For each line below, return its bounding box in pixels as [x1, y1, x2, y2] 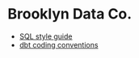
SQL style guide [19, 31, 73, 41]
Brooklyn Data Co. [7, 5, 133, 23]
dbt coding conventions [19, 39, 99, 49]
